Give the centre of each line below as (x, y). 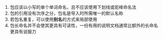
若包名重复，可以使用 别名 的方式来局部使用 (53, 19)
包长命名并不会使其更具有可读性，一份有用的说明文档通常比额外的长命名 (84, 25)
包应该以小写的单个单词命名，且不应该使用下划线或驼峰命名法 (73, 7)
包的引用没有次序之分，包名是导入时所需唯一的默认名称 (66, 13)
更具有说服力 (23, 31)
